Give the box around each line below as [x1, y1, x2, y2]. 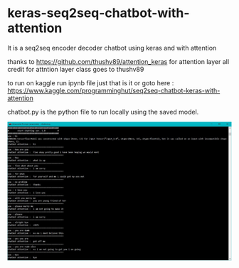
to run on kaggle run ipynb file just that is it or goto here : [7, 78, 174, 87]
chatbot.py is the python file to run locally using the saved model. [7, 107, 199, 116]
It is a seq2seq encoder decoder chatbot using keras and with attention [7, 43, 217, 52]
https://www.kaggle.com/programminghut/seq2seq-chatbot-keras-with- [7, 86, 221, 95]
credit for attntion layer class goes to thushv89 [7, 65, 144, 73]
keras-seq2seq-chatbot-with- [7, 5, 190, 21]
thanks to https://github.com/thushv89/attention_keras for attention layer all [7, 57, 230, 65]
